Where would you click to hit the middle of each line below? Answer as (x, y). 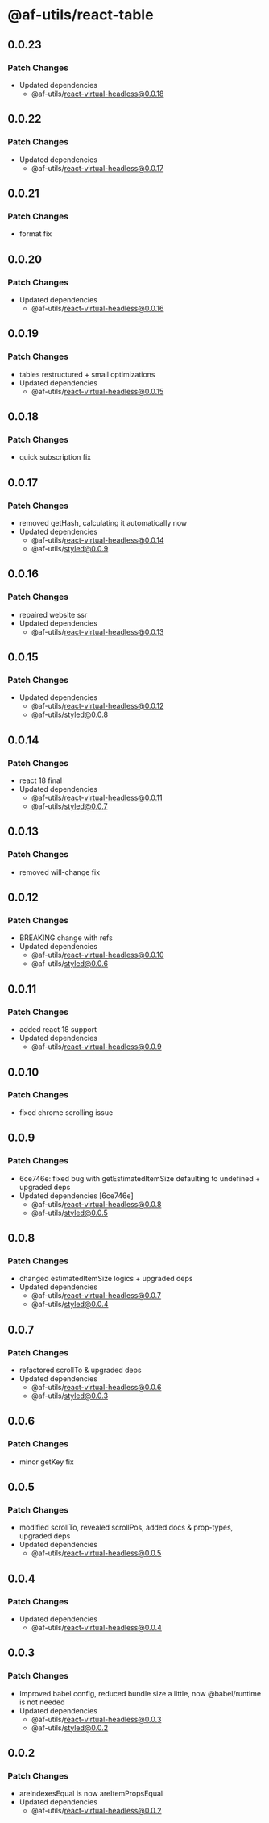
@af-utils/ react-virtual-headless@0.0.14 (97, 540)
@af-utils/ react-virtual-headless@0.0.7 (96, 1296)
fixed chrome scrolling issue (66, 1112)
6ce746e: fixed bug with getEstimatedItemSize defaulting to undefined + (140, 1178)
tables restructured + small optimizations (87, 374)
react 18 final (40, 780)
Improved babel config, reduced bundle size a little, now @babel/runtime (140, 1693)
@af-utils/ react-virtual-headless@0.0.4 (97, 1627)
